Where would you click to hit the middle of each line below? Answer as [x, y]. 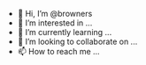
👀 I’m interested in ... [55, 23]
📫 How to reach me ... [58, 51]
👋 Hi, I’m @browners [55, 14]
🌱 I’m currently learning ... [65, 32]
